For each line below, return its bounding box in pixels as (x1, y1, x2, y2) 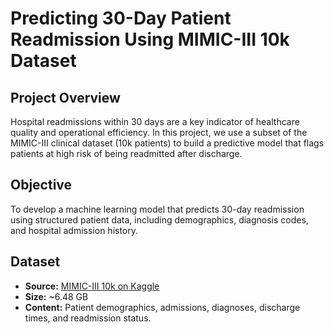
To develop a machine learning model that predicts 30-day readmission (10, 203, 305, 215)
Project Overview (10, 89, 121, 106)
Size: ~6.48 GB (24, 290, 89, 302)
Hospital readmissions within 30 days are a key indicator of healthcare (10, 116, 300, 127)
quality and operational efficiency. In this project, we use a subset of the (10, 127, 308, 138)
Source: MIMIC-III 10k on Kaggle (24, 280, 160, 292)
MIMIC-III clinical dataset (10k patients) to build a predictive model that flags (10, 137, 325, 149)
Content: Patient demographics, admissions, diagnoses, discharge (24, 301, 301, 313)
